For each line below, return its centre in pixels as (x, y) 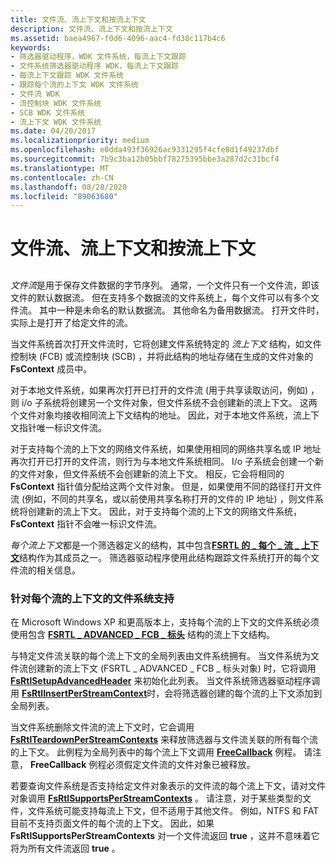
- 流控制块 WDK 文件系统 (56, 103)
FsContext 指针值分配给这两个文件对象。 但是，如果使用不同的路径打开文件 (166, 486)
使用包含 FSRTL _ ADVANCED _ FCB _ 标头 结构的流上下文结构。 (142, 635)
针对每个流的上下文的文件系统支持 (92, 598)
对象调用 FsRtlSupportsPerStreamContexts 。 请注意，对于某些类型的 (156, 798)
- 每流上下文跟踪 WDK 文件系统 (67, 76)
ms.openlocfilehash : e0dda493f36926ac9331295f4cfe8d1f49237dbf (145, 150)
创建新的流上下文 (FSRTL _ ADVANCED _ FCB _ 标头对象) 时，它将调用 (172, 668)
